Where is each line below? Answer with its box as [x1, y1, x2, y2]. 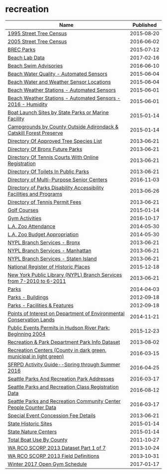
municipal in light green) [7, 353, 65, 359]
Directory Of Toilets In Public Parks [7, 168, 89, 175]
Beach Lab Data [7, 54, 45, 61]
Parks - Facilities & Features [7, 302, 74, 309]
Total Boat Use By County [7, 436, 68, 443]
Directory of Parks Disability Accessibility [7, 184, 104, 191]
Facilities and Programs [7, 190, 63, 197]
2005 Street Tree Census [7, 38, 67, 45]
